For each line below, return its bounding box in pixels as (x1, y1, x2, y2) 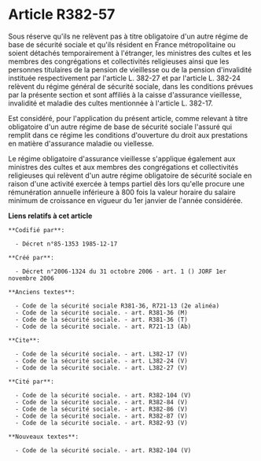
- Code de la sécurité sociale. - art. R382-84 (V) (15, 398, 189, 406)
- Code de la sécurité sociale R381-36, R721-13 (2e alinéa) (15, 301, 220, 310)
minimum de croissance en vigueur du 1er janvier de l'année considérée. (8, 195, 244, 205)
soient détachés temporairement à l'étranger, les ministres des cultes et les (8, 48, 252, 57)
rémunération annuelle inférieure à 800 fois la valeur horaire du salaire (8, 187, 236, 197)
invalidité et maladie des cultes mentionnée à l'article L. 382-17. (8, 98, 214, 108)
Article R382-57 (8, 6, 116, 24)
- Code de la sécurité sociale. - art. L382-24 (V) (15, 356, 189, 365)
